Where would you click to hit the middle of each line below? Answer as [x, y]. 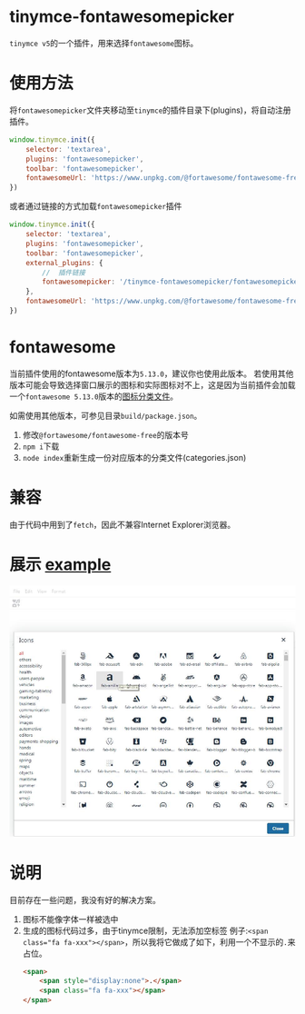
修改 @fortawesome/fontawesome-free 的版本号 [105, 434]
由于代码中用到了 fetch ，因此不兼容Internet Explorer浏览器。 [123, 524]
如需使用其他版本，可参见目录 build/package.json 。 [106, 415]
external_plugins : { [64, 263]
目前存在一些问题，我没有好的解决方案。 [85, 900]
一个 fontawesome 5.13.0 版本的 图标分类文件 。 [94, 396]
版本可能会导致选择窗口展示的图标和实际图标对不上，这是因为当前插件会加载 [152, 384]
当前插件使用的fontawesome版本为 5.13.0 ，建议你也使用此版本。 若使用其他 [152, 373]
